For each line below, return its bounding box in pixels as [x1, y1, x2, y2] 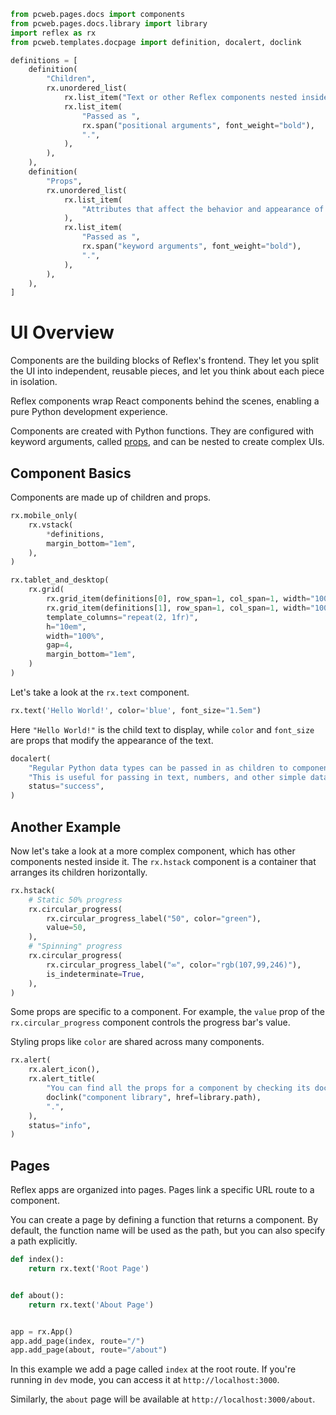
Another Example [10, 818, 122, 835]
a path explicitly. [10, 1235, 78, 1247]
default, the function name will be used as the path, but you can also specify [10, 1225, 326, 1237]
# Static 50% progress [28, 895, 123, 905]
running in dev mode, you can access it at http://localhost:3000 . [10, 1374, 280, 1386]
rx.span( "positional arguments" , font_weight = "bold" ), [81, 120, 315, 130]
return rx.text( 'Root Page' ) [28, 1264, 150, 1274]
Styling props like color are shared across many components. [10, 1036, 265, 1048]
